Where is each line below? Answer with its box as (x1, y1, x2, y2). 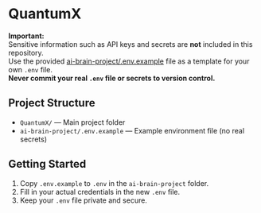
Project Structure (8, 96, 95, 110)
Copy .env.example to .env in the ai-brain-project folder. (19, 178, 209, 188)
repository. (8, 48, 44, 57)
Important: (8, 31, 45, 41)
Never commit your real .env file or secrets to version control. (8, 73, 216, 83)
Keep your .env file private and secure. (19, 196, 147, 205)
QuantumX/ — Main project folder (19, 117, 126, 127)
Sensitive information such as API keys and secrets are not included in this (8, 39, 253, 48)
